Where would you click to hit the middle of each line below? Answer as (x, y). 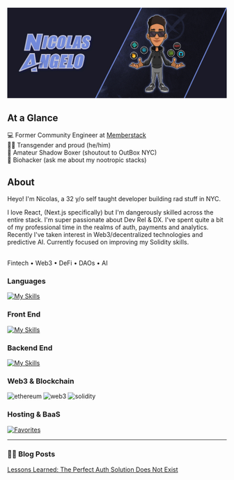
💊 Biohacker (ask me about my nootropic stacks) (77, 160)
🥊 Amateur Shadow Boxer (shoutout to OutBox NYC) (82, 153)
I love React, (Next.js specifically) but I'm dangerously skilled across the (110, 212)
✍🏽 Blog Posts (31, 454)
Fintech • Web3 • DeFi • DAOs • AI (57, 263)
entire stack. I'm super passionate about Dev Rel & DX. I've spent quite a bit (116, 220)
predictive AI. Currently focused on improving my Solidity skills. (98, 242)
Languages (27, 281)
